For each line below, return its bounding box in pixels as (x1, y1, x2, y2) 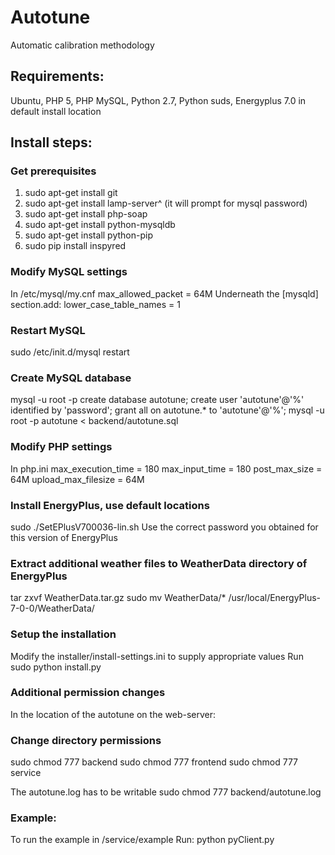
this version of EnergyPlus (10, 531, 118, 543)
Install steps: (10, 134, 93, 151)
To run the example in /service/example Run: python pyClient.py (10, 834, 275, 846)
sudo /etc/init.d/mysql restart (10, 346, 130, 358)
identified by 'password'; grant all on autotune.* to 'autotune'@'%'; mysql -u (10, 404, 325, 416)
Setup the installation (10, 627, 117, 641)
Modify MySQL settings (10, 265, 128, 279)
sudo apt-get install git (24, 187, 118, 199)
